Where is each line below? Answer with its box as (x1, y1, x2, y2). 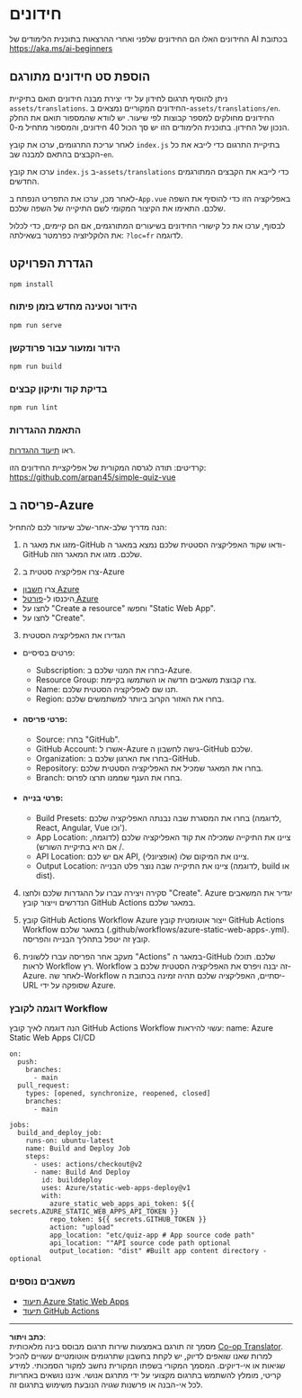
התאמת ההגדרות (9, 424, 82, 437)
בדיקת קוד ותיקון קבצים (9, 383, 108, 395)
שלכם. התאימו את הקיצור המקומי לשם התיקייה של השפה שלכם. (9, 203, 226, 213)
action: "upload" (49, 1223, 115, 1232)
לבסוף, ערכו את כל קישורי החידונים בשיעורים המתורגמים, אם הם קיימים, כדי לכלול (9, 220, 286, 230)
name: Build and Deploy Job (25, 1144, 130, 1153)
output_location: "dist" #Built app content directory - (49, 1247, 268, 1256)
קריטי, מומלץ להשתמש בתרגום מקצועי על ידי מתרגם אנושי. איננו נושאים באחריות (9, 1369, 281, 1380)
